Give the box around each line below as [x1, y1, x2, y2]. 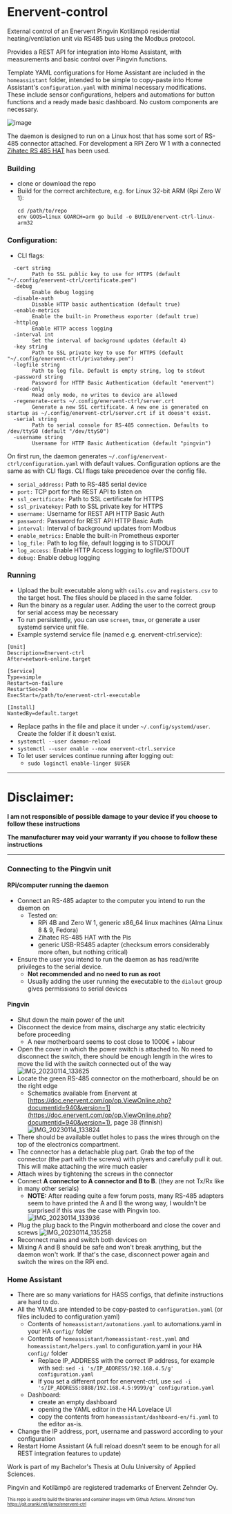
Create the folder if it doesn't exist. [17, 729, 117, 737]
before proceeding [17, 1030, 70, 1039]
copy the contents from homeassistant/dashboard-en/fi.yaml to [37, 1413, 219, 1421]
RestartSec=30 [7, 686, 48, 692]
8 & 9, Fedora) [37, 926, 79, 934]
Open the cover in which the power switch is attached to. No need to [17, 1045, 213, 1054]
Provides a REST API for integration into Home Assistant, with [7, 48, 182, 56]
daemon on [17, 904, 50, 912]
